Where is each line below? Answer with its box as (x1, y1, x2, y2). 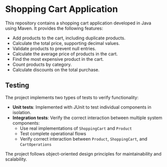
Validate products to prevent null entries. (12, 45, 96, 51)
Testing (5, 81, 29, 90)
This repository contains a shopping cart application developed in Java (5, 20, 151, 26)
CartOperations (19, 142, 51, 147)
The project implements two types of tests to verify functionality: (5, 94, 139, 100)
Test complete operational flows (19, 131, 86, 137)
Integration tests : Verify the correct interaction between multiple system (12, 115, 162, 121)
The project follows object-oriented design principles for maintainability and (5, 151, 161, 157)
